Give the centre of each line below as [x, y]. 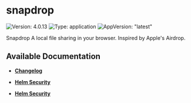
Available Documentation [53, 57]
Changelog [29, 71]
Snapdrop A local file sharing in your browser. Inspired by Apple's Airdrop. [96, 38]
